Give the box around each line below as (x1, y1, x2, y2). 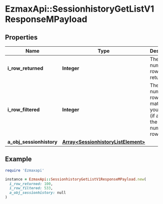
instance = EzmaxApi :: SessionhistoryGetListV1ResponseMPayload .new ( (5, 177, 147, 182)
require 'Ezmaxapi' (5, 168, 45, 173)
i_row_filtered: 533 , (9, 186, 53, 191)
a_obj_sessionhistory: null (9, 190, 66, 195)
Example (5, 155, 32, 164)
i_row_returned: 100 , (9, 181, 53, 186)
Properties (5, 33, 38, 41)
